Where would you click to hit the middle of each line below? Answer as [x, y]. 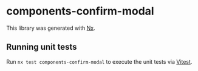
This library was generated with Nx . [51, 28]
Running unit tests [42, 47]
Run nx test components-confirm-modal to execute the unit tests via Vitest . [99, 61]
